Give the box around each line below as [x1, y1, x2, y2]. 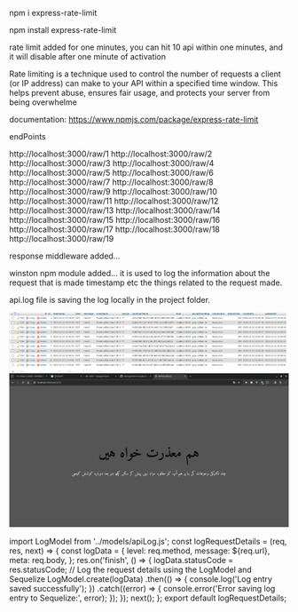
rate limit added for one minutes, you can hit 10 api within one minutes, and [9, 42, 284, 52]
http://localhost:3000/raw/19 [9, 234, 114, 243]
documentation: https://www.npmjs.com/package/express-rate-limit [9, 115, 259, 124]
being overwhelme [9, 97, 77, 107]
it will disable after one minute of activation [9, 52, 167, 61]
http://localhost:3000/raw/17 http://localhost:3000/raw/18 [9, 224, 220, 234]
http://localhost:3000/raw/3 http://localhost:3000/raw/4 [9, 158, 215, 168]
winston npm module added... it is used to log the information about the [9, 268, 271, 278]
